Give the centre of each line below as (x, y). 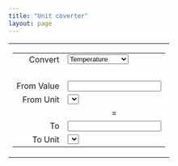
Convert (44, 59)
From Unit (41, 100)
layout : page (30, 23)
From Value (38, 86)
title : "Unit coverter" (49, 16)
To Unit (46, 139)
